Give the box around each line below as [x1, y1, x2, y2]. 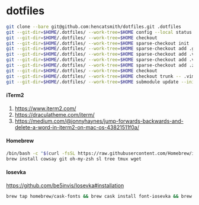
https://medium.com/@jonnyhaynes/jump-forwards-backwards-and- [14, 117, 184, 124]
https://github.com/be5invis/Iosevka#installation [6, 182, 124, 189]
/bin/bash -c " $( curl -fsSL [6, 150, 76, 156]
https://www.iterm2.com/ [14, 105, 76, 112]
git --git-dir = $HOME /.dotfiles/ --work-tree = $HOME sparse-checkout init [6, 40, 190, 46]
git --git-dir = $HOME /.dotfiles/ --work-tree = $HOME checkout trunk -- [6, 73, 182, 79]
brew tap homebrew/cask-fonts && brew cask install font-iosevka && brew [6, 193, 192, 199]
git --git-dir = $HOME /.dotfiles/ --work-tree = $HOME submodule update [6, 79, 179, 85]
